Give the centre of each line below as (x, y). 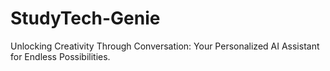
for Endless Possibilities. (60, 56)
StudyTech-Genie (85, 18)
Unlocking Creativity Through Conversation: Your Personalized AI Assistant (165, 46)
